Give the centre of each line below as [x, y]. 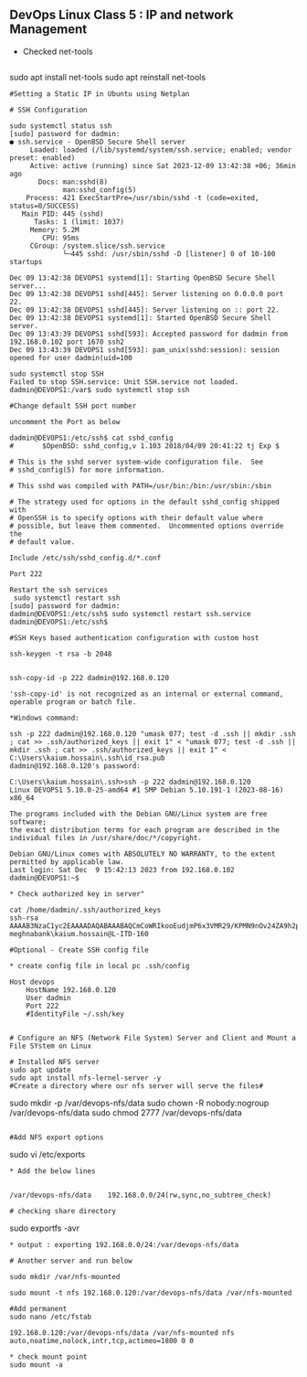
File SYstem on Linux [51, 1046]
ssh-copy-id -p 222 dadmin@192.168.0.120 [90, 678]
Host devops [32, 982]
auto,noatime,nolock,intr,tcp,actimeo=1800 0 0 [102, 1340]
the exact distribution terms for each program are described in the [145, 830]
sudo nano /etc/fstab [51, 1317]
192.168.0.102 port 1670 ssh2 [67, 342]
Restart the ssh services [58, 590]
